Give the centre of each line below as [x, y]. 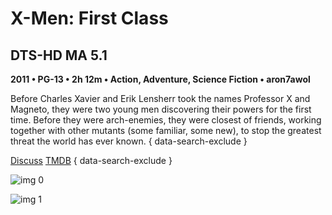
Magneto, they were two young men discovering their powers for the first [161, 109]
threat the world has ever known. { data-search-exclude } [129, 141]
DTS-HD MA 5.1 [59, 55]
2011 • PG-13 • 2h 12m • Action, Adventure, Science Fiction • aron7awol [160, 79]
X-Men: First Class [89, 18]
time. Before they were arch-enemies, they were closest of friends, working [166, 120]
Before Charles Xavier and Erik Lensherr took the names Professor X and [160, 98]
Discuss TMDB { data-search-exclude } [91, 160]
